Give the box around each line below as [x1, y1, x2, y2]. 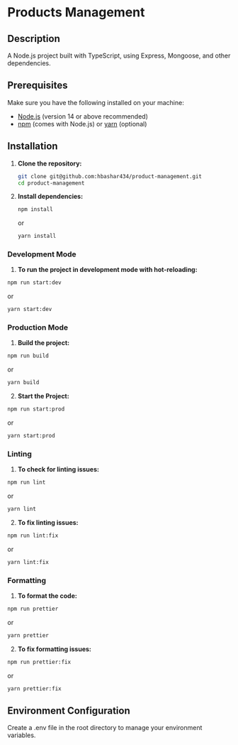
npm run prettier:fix [7, 658, 72, 665]
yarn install [17, 232, 57, 240]
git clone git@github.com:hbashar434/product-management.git [17, 173, 203, 180]
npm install [17, 206, 53, 213]
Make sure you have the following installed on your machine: [7, 98, 184, 107]
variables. [7, 731, 36, 739]
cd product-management [17, 179, 85, 187]
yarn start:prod [7, 433, 55, 440]
